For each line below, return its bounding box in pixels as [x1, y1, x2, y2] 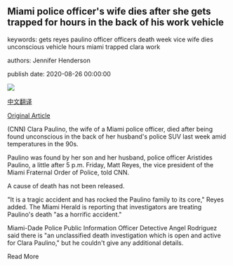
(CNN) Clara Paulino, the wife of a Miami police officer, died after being [7, 125, 213, 133]
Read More [7, 252, 39, 260]
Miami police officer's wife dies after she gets [7, 6, 212, 17]
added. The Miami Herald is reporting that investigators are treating [7, 202, 202, 211]
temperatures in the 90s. [7, 139, 79, 148]
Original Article [7, 111, 51, 120]
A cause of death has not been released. [7, 181, 125, 190]
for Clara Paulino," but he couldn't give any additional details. [7, 238, 184, 247]
